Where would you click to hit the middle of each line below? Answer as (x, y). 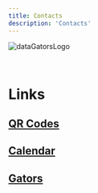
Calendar (32, 151)
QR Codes (34, 124)
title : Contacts (35, 16)
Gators (26, 178)
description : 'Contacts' (50, 23)
